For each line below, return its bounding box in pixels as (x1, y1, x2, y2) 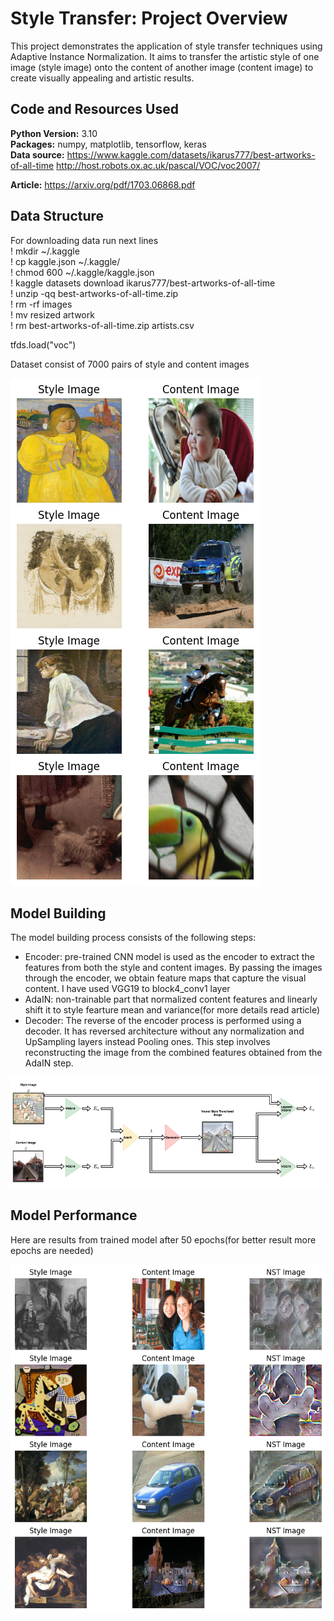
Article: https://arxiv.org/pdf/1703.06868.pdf (10, 178, 196, 191)
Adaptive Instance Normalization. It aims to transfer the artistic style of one (10, 50, 320, 62)
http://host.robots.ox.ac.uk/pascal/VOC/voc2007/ (56, 159, 261, 171)
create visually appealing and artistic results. (10, 72, 195, 84)
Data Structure (10, 208, 105, 225)
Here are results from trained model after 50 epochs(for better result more (10, 1233, 317, 1246)
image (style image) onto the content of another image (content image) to (10, 61, 314, 73)
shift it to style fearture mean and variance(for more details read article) (24, 1004, 321, 1016)
